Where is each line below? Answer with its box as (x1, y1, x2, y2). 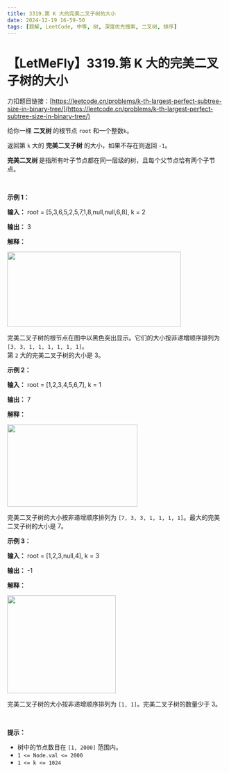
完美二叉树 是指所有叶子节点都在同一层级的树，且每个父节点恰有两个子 (7, 156, 210, 164)
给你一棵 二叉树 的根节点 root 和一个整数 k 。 (7, 127, 133, 135)
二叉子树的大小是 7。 (7, 522, 67, 530)
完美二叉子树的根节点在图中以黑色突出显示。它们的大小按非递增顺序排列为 (7, 333, 220, 342)
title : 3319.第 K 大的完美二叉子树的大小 (7, 10, 117, 17)
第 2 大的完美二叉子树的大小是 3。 (7, 351, 105, 359)
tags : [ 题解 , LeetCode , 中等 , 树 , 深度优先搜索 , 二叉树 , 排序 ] (7, 23, 177, 30)
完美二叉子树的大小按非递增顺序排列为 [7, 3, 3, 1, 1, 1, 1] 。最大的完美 (7, 513, 221, 522)
